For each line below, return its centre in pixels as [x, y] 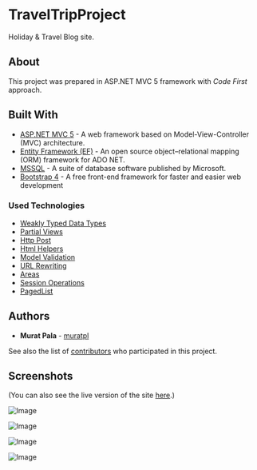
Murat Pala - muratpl [54, 335]
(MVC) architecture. [52, 142]
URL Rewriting [43, 265]
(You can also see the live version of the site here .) [92, 395]
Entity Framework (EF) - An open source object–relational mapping [129, 151]
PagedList [36, 291]
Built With [33, 115]
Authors [29, 316]
